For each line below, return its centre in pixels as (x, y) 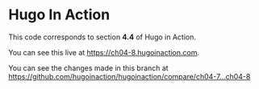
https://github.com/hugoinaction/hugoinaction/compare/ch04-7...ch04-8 (129, 76)
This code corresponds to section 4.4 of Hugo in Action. (102, 37)
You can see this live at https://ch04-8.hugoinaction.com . (104, 52)
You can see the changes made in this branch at (88, 68)
